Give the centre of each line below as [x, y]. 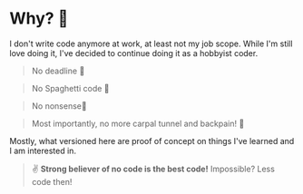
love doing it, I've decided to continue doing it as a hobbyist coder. [134, 53]
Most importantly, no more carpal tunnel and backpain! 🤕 [138, 123]
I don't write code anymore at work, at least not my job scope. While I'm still [151, 44]
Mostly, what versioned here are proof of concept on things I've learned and [152, 141]
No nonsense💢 [59, 106]
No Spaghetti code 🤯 [70, 88]
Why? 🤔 [39, 19]
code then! [52, 181]
